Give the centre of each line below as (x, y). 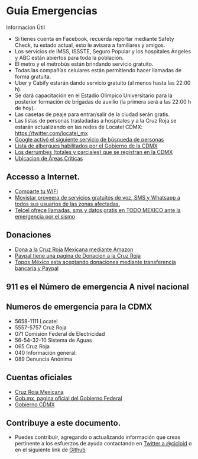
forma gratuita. (33, 76)
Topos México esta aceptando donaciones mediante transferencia (95, 262)
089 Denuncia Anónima (43, 359)
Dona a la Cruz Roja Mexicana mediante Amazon (74, 249)
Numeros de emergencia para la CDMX (79, 307)
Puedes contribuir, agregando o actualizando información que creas (98, 437)
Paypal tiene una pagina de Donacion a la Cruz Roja (77, 255)
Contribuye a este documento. (64, 423)
